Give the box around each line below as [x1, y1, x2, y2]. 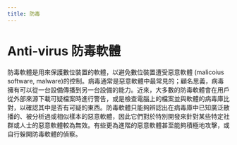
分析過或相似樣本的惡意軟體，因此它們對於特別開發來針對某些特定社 [31, 112, 230, 120]
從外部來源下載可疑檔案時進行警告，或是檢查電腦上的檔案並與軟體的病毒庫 [7, 94, 224, 103]
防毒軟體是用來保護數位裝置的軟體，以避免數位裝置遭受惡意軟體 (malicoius [7, 68, 224, 76]
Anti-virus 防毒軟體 [7, 43, 121, 59]
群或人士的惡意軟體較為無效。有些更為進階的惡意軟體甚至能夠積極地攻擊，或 [7, 121, 230, 129]
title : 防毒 [7, 10, 40, 18]
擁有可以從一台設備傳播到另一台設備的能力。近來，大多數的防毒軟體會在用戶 [7, 86, 230, 94]
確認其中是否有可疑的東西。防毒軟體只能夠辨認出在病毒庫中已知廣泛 [25, 103, 224, 112]
